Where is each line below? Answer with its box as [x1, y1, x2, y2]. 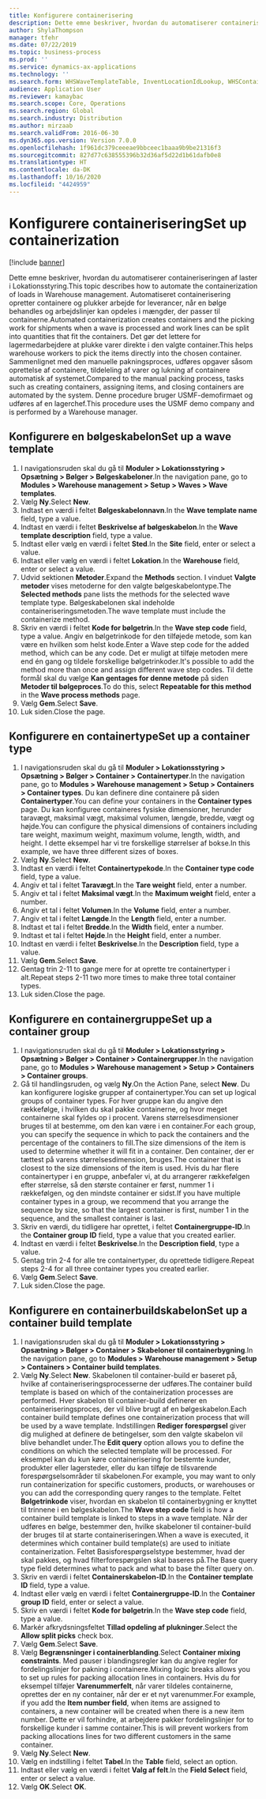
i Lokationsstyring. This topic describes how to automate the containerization [9, 281, 258, 291]
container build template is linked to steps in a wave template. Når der [20, 1513, 248, 1522]
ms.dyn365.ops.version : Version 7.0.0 [9, 136, 137, 145]
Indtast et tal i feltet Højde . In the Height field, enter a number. [20, 931, 222, 940]
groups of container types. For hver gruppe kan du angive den [20, 1096, 223, 1106]
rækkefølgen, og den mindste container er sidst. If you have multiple [20, 1188, 241, 1198]
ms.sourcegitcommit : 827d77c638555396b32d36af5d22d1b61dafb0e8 [9, 151, 222, 159]
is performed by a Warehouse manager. [9, 407, 138, 416]
